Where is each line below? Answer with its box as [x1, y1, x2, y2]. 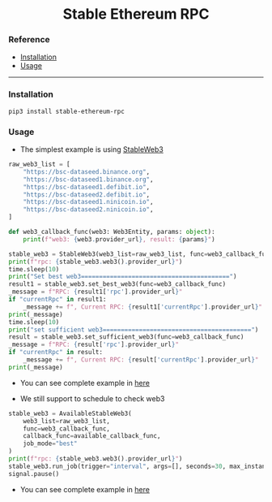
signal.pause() [8, 470, 60, 478]
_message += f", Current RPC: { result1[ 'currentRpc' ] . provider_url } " [23, 302, 263, 311]
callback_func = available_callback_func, [23, 432, 161, 440]
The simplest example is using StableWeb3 [19, 145, 164, 154]
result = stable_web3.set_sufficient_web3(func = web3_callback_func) [8, 333, 244, 341]
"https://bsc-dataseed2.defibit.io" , [23, 190, 151, 199]
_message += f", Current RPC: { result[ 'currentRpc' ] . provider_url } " [23, 356, 259, 364]
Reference [8, 34, 50, 45]
